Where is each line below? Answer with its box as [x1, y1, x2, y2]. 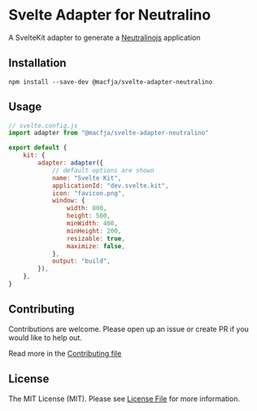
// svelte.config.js [8, 121, 79, 129]
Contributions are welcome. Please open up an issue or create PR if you [8, 324, 250, 334]
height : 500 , [66, 212, 111, 221]
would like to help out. [8, 332, 83, 343]
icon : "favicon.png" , [51, 189, 126, 197]
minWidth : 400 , [66, 220, 118, 228]
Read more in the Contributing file [8, 348, 122, 358]
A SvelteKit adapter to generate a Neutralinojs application [8, 33, 201, 42]
